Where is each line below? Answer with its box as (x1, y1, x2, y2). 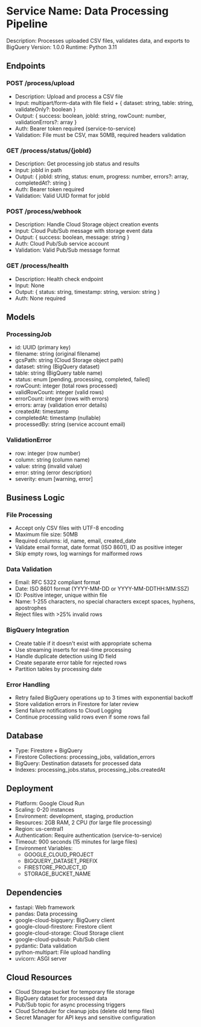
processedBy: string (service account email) (14, 421, 126, 428)
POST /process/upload (6, 79, 75, 87)
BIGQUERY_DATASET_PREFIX (24, 857, 98, 864)
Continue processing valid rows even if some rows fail (14, 713, 150, 720)
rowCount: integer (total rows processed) (14, 382, 118, 390)
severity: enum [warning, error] (14, 475, 94, 482)
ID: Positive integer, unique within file (14, 591, 107, 599)
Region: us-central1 (14, 825, 63, 832)
